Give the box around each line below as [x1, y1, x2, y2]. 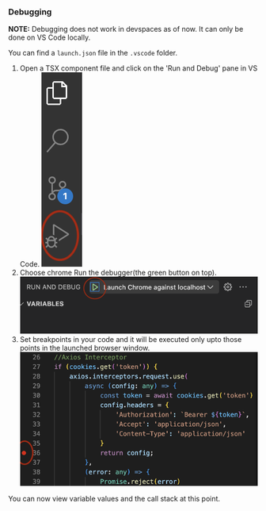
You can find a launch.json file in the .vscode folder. [8, 48, 178, 58]
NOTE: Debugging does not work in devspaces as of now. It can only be [8, 25, 244, 34]
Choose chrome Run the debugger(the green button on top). [19, 268, 217, 278]
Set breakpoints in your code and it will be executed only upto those [19, 335, 242, 344]
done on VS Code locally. [8, 33, 91, 42]
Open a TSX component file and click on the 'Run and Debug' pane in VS [19, 63, 258, 73]
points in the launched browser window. [19, 344, 150, 353]
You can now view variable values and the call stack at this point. [8, 494, 220, 504]
